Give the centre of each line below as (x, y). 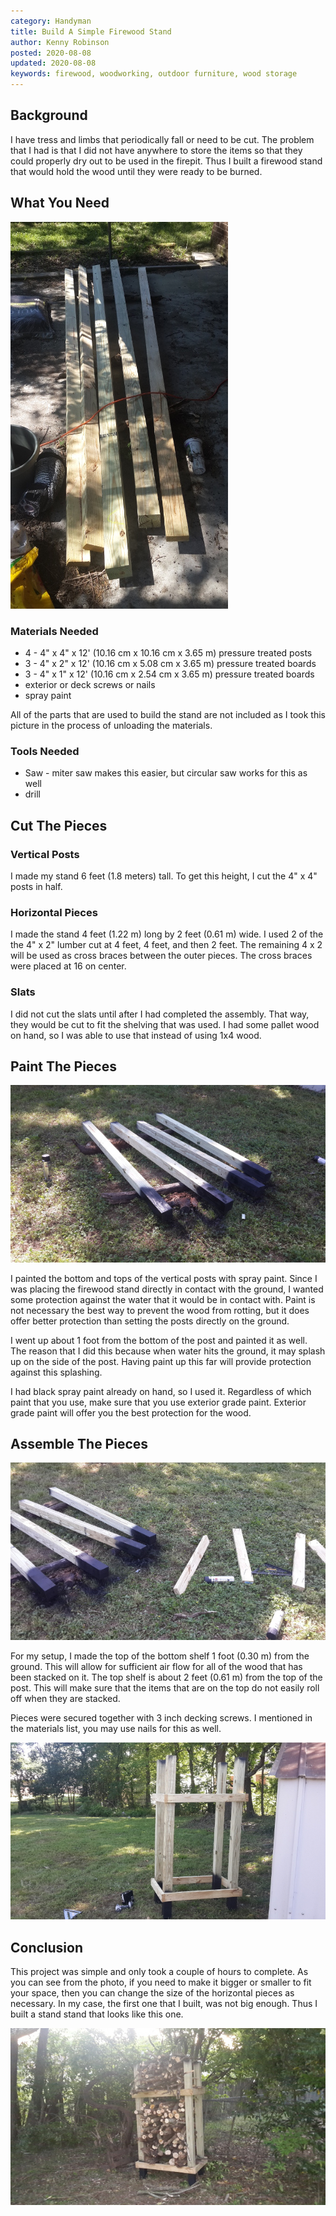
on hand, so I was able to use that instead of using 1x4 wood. (136, 1035)
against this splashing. (56, 1372)
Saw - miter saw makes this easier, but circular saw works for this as (166, 773)
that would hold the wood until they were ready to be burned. (136, 171)
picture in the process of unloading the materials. (111, 725)
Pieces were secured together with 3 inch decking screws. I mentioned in (161, 1717)
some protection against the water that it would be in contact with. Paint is (163, 1299)
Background (49, 115)
